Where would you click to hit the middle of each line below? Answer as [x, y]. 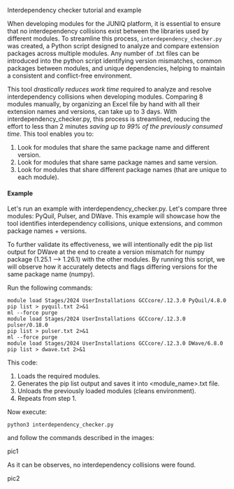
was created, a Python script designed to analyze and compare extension [113, 46]
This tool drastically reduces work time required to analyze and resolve [109, 89]
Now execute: [27, 412]
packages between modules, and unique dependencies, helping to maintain [116, 68]
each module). [38, 177]
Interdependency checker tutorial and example [74, 10]
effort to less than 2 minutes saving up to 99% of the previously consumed [115, 126]
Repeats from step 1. [47, 399]
